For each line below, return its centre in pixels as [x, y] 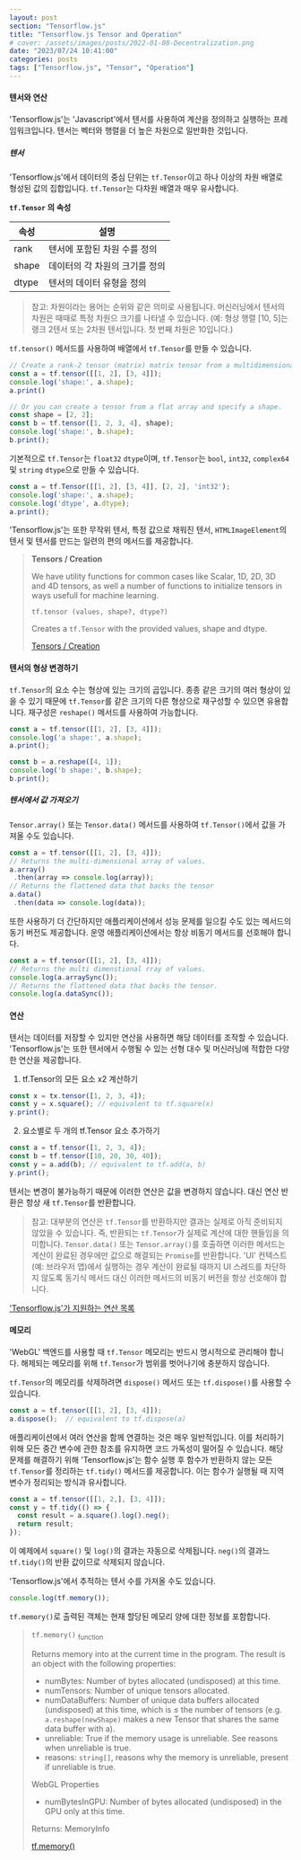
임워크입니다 [31, 130]
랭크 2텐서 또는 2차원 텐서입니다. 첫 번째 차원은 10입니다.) [132, 330]
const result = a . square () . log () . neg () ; [94, 1516]
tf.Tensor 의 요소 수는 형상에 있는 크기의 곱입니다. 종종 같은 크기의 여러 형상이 [146, 689]
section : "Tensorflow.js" [57, 26]
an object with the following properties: [103, 1663]
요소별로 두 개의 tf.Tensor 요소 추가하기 [91, 1131]
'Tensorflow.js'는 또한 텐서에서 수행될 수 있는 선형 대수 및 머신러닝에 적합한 [141, 1049]
